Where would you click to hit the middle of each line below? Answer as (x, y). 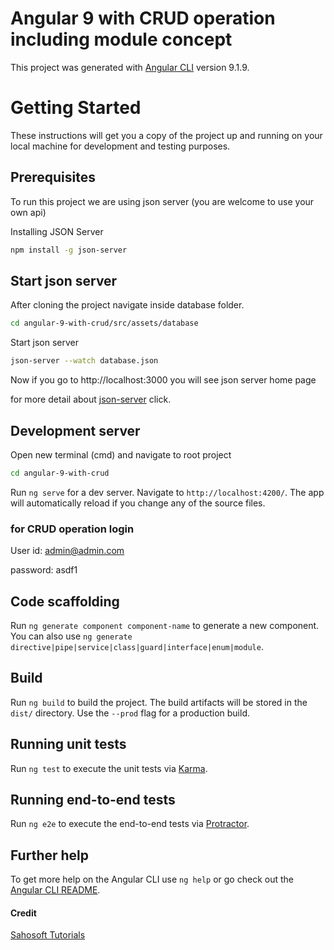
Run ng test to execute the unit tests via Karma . (109, 768)
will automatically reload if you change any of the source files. (138, 503)
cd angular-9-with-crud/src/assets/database (104, 323)
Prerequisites (53, 177)
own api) (28, 212)
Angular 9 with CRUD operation (143, 18)
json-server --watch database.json (84, 361)
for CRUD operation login (72, 529)
